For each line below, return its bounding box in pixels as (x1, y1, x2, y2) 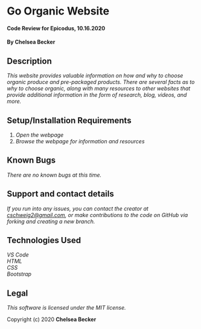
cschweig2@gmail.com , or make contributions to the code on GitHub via (7, 211, 188, 218)
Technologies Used (7, 235, 81, 246)
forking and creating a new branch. (7, 218, 95, 225)
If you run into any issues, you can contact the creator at (7, 204, 148, 212)
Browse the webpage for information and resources (15, 138, 145, 145)
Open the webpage (15, 131, 64, 138)
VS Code (7, 251, 29, 258)
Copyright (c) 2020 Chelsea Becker (7, 316, 97, 323)
